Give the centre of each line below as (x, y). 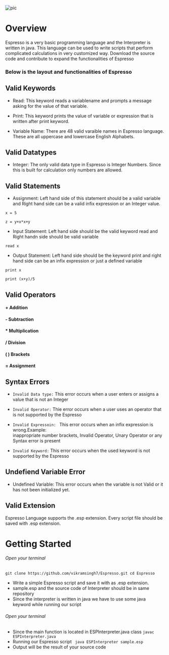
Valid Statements (33, 186)
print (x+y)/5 (20, 279)
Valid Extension (30, 506)
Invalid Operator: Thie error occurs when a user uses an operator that (87, 409)
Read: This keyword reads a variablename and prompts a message (82, 100)
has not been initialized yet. (41, 489)
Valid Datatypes (31, 153)
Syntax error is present (36, 441)
